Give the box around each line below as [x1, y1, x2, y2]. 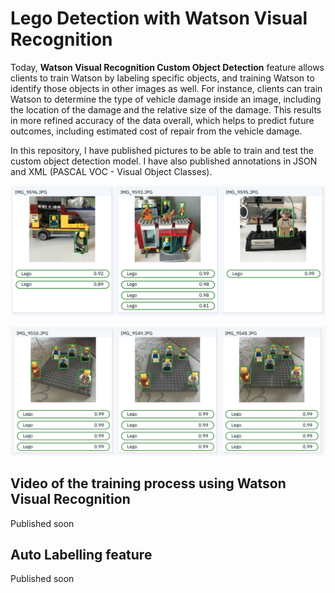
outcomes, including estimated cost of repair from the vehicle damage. [10, 125, 303, 137]
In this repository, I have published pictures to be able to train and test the [10, 144, 314, 156]
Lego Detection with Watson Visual [10, 7, 308, 30]
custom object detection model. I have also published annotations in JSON [10, 155, 318, 167]
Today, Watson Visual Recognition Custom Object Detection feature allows [10, 61, 325, 73]
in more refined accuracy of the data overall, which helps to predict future [10, 114, 315, 126]
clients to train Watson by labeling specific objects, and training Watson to [10, 72, 315, 84]
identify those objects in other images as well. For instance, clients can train [10, 82, 323, 94]
